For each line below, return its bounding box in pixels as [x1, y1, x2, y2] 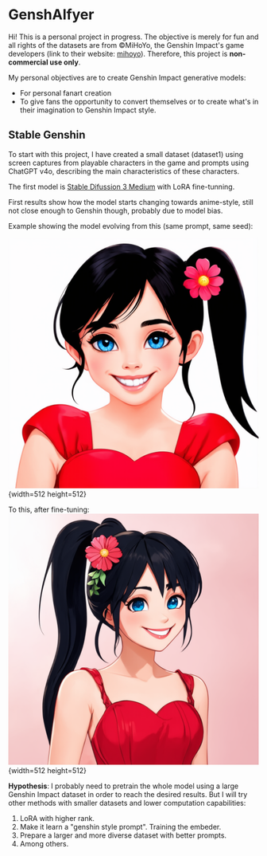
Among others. [19, 838, 69, 848]
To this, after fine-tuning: [8, 505, 90, 514]
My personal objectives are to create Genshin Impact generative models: [8, 73, 246, 82]
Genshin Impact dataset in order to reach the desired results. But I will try [8, 789, 248, 799]
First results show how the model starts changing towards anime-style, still [8, 197, 254, 206]
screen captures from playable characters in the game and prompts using [8, 158, 250, 167]
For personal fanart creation [19, 88, 112, 97]
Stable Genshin [8, 128, 86, 142]
